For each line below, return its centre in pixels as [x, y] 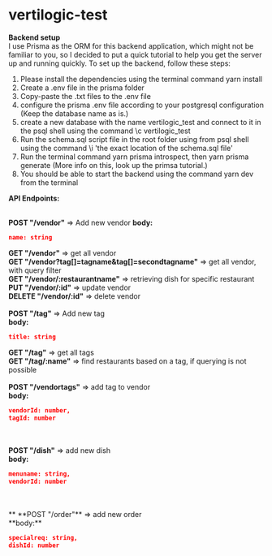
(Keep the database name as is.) [74, 113]
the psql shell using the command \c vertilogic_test [105, 131]
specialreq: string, [43, 538]
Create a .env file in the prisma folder [82, 88]
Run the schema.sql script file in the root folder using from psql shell [134, 139]
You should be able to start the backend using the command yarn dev [137, 174]
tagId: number [32, 418]
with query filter [35, 270]
